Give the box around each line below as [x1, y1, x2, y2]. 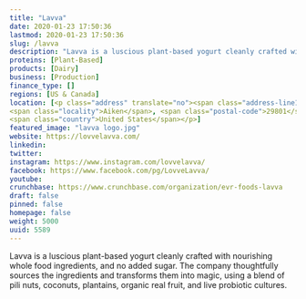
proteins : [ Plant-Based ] [9, 56, 104, 65]
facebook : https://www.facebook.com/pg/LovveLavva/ [9, 166, 209, 175]
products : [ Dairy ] [9, 65, 79, 74]
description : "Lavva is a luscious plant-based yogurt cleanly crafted [9, 47, 287, 57]
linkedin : [9, 140, 47, 149]
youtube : [9, 174, 43, 183]
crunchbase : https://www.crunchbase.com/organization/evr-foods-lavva [9, 183, 283, 192]
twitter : [9, 149, 43, 158]
